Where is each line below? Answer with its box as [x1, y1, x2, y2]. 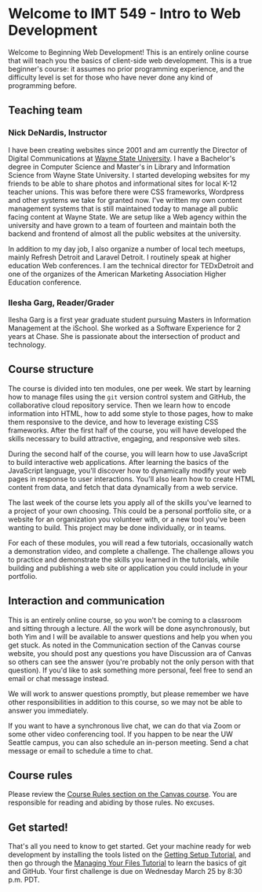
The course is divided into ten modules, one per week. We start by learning [8, 383, 251, 393]
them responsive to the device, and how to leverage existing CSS [8, 417, 219, 426]
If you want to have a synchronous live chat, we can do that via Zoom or [8, 721, 242, 730]
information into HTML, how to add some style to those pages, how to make [8, 408, 253, 418]
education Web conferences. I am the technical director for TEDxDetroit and [8, 260, 254, 270]
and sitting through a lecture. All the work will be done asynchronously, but [8, 623, 250, 633]
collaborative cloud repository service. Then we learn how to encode [8, 400, 231, 410]
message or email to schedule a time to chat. [8, 746, 153, 755]
